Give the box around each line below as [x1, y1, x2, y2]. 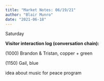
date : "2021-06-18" [5, 17, 47, 22]
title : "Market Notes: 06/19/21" [5, 7, 76, 13]
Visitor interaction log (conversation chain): [5, 40, 100, 47]
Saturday [5, 31, 24, 37]
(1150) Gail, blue [5, 60, 39, 66]
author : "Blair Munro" [5, 12, 53, 17]
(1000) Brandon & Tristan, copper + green [5, 50, 93, 56]
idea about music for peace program [5, 70, 82, 76]
